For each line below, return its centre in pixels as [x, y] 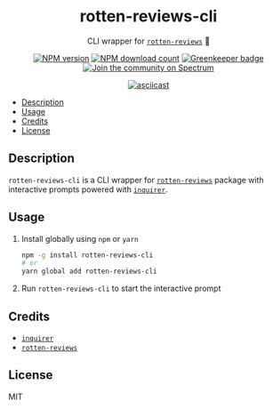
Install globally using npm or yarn [80, 238]
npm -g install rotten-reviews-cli [87, 255]
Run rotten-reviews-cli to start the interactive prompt [121, 289]
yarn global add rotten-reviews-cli [89, 272]
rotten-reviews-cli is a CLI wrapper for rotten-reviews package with [136, 180]
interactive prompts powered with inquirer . [88, 189]
